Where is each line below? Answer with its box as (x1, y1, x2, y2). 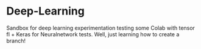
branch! (6, 37, 26, 44)
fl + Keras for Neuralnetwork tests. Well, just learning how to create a (6, 30, 180, 38)
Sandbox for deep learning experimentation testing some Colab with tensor (6, 24, 195, 31)
